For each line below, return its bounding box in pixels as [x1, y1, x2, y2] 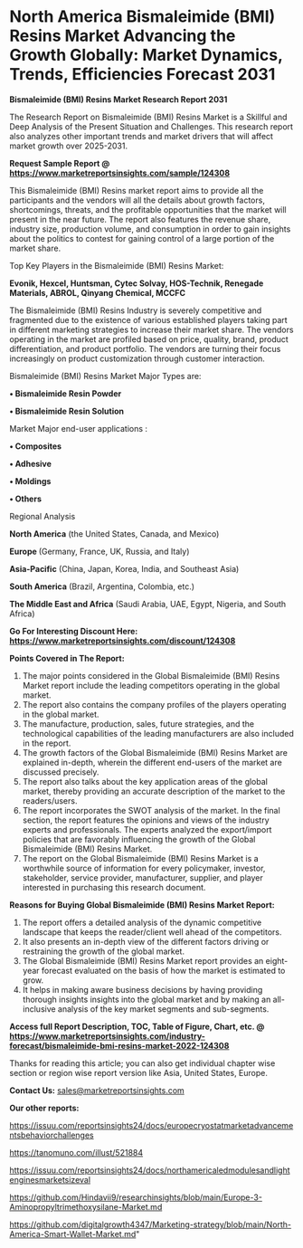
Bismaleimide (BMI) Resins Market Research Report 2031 [9, 93, 228, 105]
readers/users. [22, 795, 78, 806]
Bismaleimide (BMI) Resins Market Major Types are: [9, 370, 202, 381]
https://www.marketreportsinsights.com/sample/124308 [9, 167, 231, 178]
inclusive [22, 1003, 56, 1015]
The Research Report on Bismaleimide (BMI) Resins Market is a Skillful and [9, 111, 288, 122]
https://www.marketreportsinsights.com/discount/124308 [9, 635, 236, 646]
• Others [9, 493, 43, 504]
